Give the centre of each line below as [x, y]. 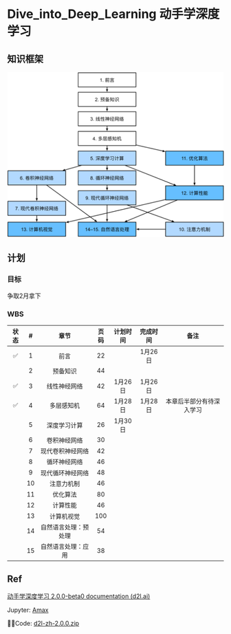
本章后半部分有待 [190, 401]
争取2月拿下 [24, 296]
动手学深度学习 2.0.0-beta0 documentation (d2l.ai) [79, 596]
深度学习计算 [65, 425]
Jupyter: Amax [28, 610]
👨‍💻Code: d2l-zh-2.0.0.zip [43, 624]
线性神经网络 [65, 386]
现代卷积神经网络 [65, 451]
